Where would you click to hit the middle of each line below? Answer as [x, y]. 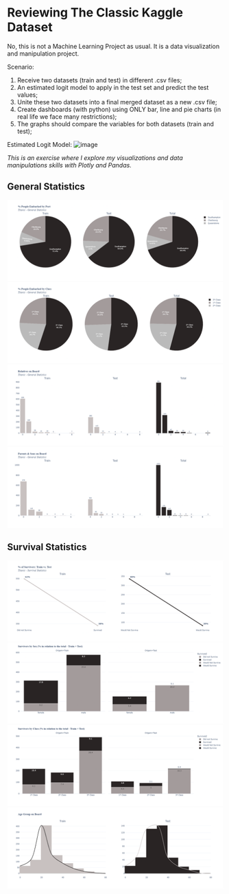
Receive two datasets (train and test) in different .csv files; [99, 80]
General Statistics [46, 187]
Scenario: [21, 67]
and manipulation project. [43, 54]
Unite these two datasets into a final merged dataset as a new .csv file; [117, 102]
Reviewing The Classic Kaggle [95, 13]
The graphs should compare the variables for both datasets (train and [115, 124]
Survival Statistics [47, 547]
